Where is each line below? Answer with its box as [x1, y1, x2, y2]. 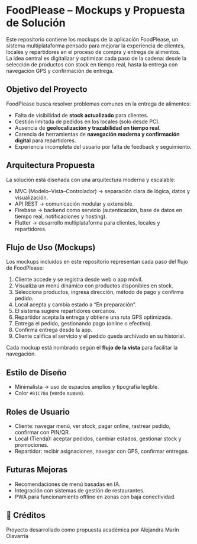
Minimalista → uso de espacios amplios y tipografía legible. [14, 383, 160, 391]
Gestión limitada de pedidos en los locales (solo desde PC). [14, 118, 160, 125]
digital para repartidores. [14, 137, 76, 144]
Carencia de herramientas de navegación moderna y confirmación [14, 130, 180, 137]
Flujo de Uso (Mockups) [6, 242, 96, 252]
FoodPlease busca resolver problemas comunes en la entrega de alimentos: [6, 100, 191, 107]
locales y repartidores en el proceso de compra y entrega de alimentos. [6, 48, 180, 55]
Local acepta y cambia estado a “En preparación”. [14, 301, 137, 308]
